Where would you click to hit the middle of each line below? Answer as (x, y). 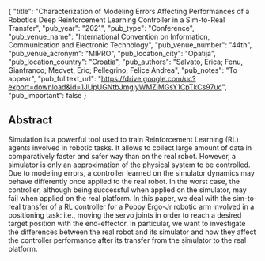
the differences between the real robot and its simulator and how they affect (132, 232)
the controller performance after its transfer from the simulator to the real (127, 240)
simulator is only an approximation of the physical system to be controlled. (129, 165)
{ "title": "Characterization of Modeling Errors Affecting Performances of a (129, 11)
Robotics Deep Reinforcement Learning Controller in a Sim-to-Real (117, 20)
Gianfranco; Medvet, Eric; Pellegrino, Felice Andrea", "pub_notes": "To (123, 70)
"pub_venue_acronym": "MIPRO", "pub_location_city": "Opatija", (112, 53)
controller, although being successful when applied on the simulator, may (127, 190)
